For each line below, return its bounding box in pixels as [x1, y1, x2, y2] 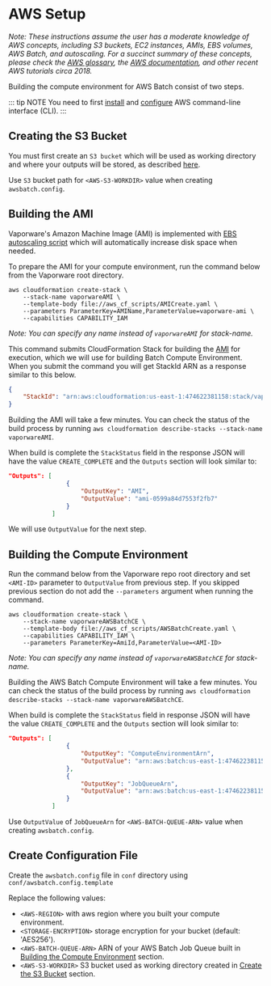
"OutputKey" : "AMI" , [80, 487, 150, 495]
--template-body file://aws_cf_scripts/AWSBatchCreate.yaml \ [23, 624, 236, 633]
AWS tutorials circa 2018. [8, 66, 93, 75]
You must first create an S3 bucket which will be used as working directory [8, 150, 256, 160]
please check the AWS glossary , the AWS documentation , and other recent [8, 57, 258, 67]
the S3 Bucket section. [19, 968, 96, 979]
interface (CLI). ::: [8, 106, 67, 116]
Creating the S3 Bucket [8, 129, 127, 143]
